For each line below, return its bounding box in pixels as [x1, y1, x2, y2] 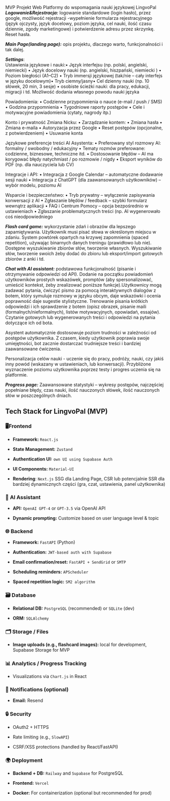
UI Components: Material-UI [12, 466, 75, 472]
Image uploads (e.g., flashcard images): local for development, [12, 641, 147, 648]
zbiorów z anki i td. [5, 256, 45, 262]
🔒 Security [5, 711, 31, 718]
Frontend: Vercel [12, 780, 49, 786]
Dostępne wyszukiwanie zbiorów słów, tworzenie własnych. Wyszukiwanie [5, 245, 162, 251]
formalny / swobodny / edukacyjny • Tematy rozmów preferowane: [5, 145, 146, 151]
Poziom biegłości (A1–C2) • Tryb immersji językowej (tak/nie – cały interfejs [5, 73, 163, 78]
